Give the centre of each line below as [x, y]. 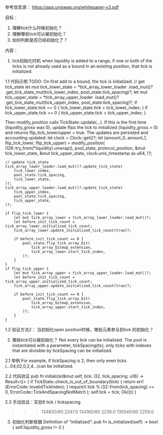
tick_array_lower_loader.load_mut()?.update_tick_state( [64, 167]
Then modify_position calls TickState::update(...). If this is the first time [76, 122]
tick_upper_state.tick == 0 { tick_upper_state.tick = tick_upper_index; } [75, 113]
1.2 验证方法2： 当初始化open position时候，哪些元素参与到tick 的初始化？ [79, 330]
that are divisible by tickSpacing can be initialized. [62, 350]
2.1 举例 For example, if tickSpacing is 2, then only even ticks [66, 360]
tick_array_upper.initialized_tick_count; [49, 282]
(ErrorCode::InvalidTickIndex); [35, 387]
